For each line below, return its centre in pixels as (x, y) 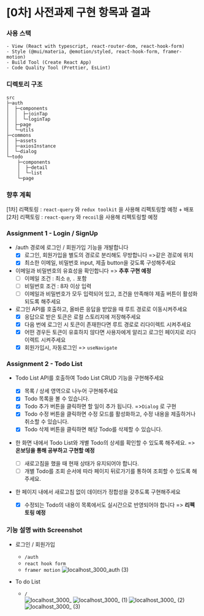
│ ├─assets (21, 141)
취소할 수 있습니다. (47, 422)
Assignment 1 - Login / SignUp (52, 233)
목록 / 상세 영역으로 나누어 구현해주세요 (71, 391)
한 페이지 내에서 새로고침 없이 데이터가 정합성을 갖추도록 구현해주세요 (98, 491)
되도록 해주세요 (43, 301)
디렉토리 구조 (25, 85)
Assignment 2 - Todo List (44, 364)
